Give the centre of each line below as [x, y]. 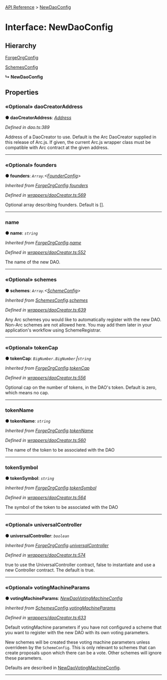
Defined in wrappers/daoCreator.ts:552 [45, 252]
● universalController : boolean [37, 536]
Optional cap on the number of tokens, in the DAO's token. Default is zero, [81, 387]
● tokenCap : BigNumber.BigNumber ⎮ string [48, 358]
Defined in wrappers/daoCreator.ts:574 [45, 555]
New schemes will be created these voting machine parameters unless [78, 642]
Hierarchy [21, 46]
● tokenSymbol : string [30, 478]
